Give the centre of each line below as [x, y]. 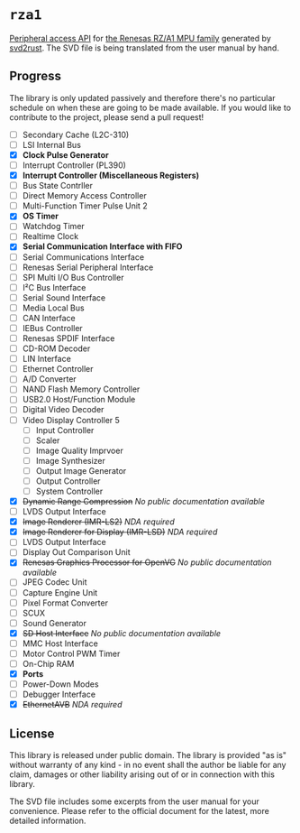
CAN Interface [49, 318]
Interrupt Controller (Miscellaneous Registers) [111, 175]
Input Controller [65, 430]
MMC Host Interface [60, 643]
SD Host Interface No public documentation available [122, 633]
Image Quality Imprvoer [79, 450]
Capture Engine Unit [60, 592]
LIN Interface [47, 359]
